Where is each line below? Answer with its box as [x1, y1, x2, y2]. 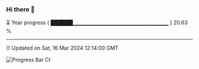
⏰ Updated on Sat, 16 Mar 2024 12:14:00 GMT [6, 44, 118, 52]
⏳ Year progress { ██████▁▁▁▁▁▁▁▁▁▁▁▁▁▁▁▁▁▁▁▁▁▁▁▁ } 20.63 [6, 19, 188, 26]
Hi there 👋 [6, 5, 36, 14]
